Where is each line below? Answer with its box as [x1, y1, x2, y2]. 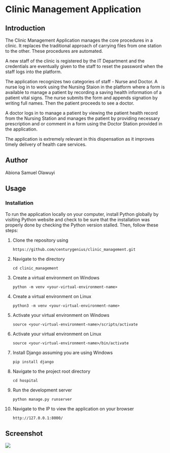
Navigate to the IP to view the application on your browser [12, 405, 134, 412]
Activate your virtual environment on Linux [12, 331, 101, 337]
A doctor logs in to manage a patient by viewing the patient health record [5, 110, 158, 116]
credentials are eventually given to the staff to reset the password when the [5, 63, 163, 69]
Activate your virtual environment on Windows [12, 312, 110, 318]
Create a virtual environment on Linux [12, 293, 91, 299]
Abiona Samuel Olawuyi [5, 169, 55, 176]
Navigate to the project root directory [12, 368, 90, 374]
